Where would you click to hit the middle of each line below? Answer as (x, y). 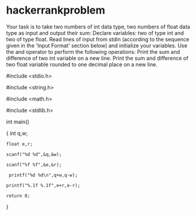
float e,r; (19, 144)
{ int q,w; (17, 133)
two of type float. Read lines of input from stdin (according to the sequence (98, 39)
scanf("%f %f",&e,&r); (34, 165)
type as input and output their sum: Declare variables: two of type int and (95, 33)
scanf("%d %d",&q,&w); (34, 154)
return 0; (18, 196)
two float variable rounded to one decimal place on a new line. (82, 64)
